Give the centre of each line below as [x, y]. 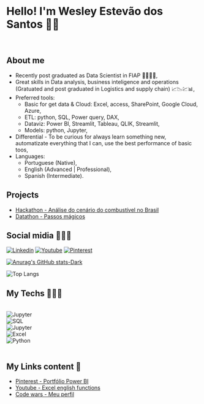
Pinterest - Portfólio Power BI [52, 381]
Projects [23, 195]
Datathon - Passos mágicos [50, 216]
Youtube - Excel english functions [58, 388]
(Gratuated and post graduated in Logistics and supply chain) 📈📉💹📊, [105, 89]
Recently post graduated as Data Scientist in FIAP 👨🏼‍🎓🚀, [86, 75]
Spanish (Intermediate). [54, 175]
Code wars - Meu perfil [45, 394]
